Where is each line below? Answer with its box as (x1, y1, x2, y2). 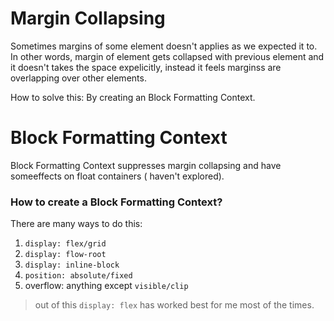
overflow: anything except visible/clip (24, 280, 189, 292)
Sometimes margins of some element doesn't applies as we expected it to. (10, 40, 318, 52)
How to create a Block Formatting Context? (10, 195, 223, 209)
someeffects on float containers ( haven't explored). (10, 170, 225, 182)
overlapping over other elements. (10, 72, 147, 84)
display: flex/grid (24, 239, 107, 249)
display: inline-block (24, 260, 120, 271)
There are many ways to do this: (10, 218, 143, 230)
